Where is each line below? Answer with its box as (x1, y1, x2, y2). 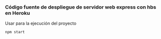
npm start (5, 30, 25, 35)
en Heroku (5, 10, 30, 16)
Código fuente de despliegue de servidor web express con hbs (5, 4, 157, 10)
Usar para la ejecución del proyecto (5, 20, 77, 26)
